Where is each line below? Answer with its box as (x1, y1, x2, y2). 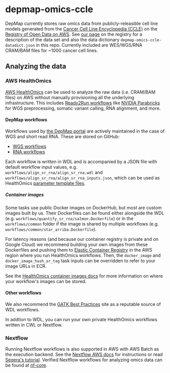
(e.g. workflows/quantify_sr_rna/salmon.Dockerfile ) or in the (5, 215, 134, 222)
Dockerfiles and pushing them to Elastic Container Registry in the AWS (5, 246, 153, 253)
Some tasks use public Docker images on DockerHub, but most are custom (5, 204, 162, 210)
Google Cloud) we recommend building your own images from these (5, 241, 148, 247)
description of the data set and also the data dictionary (5, 37, 120, 43)
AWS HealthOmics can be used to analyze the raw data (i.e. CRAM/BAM (5, 89, 156, 95)
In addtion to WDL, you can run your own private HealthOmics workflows (5, 317, 158, 322)
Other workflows (5, 290, 41, 296)
